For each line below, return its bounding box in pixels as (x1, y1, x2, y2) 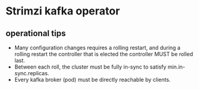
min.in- (167, 63, 186, 70)
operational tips (5, 28, 66, 38)
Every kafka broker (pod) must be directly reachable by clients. (14, 76, 171, 83)
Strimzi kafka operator (5, 4, 120, 18)
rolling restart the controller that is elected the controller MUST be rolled (14, 51, 194, 58)
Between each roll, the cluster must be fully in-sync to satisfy (14, 63, 167, 70)
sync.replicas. (14, 70, 49, 76)
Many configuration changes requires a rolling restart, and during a (14, 44, 181, 51)
